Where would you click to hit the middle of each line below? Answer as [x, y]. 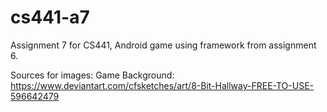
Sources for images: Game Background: [92, 75]
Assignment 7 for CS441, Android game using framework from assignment [163, 45]
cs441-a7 [50, 17]
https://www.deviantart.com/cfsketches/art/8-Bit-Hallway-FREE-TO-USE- [162, 85]
